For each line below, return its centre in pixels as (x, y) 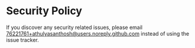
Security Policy (44, 11)
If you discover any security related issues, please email (74, 27)
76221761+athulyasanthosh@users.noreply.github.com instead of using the (98, 33)
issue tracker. (23, 40)
